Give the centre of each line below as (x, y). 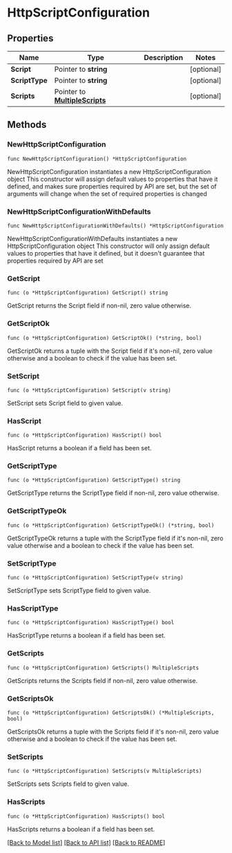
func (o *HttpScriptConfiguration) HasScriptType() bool (91, 623)
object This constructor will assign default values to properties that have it (113, 179)
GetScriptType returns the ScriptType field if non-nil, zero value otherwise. (113, 493)
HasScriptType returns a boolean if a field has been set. (86, 635)
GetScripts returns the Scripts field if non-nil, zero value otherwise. (103, 680)
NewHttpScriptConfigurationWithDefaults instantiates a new (93, 238)
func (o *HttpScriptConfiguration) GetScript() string (88, 293)
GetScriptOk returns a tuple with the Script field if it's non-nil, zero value (110, 351)
